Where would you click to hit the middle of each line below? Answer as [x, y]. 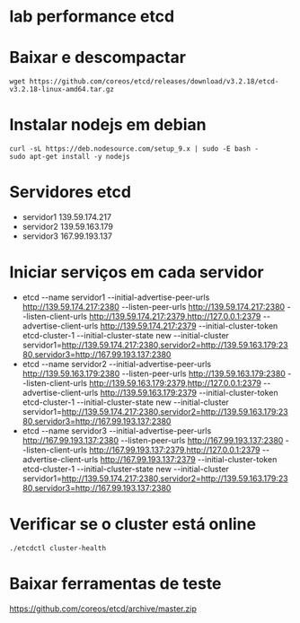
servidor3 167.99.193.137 [67, 236]
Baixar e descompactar [98, 58]
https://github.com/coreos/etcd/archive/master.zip [103, 609]
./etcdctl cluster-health [57, 548]
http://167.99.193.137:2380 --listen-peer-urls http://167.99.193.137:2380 [153, 440]
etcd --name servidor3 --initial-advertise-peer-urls [117, 430]
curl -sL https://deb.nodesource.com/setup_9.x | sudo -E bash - [134, 149]
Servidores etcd [71, 193]
